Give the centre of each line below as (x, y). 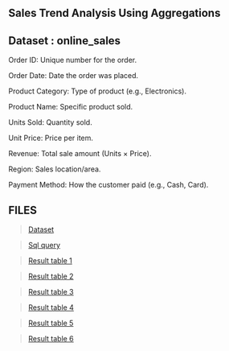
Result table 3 (51, 292)
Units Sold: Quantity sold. (50, 122)
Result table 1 (50, 261)
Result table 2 (51, 276)
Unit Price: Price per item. (51, 138)
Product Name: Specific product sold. (71, 107)
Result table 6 (51, 339)
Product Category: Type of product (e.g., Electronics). (98, 91)
